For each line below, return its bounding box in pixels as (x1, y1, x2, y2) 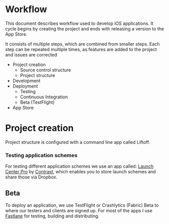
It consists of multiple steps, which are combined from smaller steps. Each (5, 41, 160, 47)
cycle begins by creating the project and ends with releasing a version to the (5, 25, 164, 31)
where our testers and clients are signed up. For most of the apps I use (5, 207, 153, 213)
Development (12, 78, 41, 84)
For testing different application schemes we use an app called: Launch (5, 163, 154, 169)
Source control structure (20, 67, 71, 73)
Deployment (12, 83, 38, 89)
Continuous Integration (20, 94, 68, 100)
